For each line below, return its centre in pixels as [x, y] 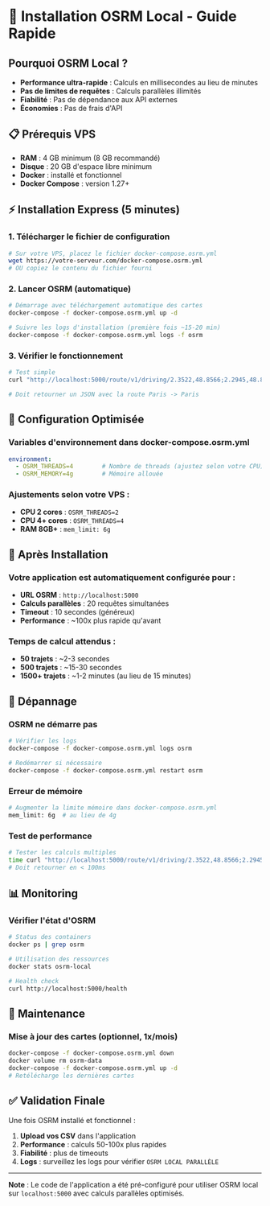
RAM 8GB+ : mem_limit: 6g [65, 529]
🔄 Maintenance [47, 1013]
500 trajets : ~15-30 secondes [71, 668]
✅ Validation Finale [57, 1101]
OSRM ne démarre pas [53, 724]
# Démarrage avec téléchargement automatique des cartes [106, 306]
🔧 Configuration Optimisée [76, 420]
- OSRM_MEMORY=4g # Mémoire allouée [89, 474]
